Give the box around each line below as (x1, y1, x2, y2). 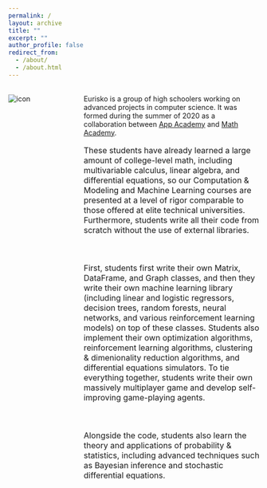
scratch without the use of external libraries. (83, 224, 249, 235)
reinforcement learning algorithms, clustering (83, 342, 253, 353)
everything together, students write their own (83, 372, 253, 383)
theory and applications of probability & (83, 439, 232, 451)
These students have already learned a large (83, 144, 251, 155)
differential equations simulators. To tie (83, 362, 230, 373)
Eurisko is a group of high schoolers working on (83, 93, 241, 104)
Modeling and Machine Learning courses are (83, 184, 252, 195)
